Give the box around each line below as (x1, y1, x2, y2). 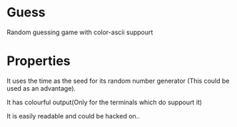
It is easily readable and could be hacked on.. (6, 111, 140, 120)
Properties (6, 53, 71, 69)
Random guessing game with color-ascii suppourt (6, 28, 153, 36)
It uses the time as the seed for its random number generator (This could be (6, 76, 230, 85)
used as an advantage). (6, 83, 76, 93)
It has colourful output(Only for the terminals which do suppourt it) (6, 98, 203, 106)
